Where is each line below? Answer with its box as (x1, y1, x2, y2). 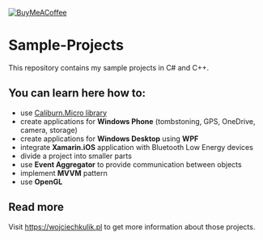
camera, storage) (19, 125, 78, 135)
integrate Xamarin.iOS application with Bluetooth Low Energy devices (19, 142, 253, 152)
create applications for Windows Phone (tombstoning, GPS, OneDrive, (19, 116, 257, 126)
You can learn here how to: (8, 86, 146, 101)
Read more (8, 200, 65, 214)
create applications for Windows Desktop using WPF (19, 134, 199, 144)
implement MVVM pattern (19, 168, 108, 178)
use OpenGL (19, 177, 63, 186)
